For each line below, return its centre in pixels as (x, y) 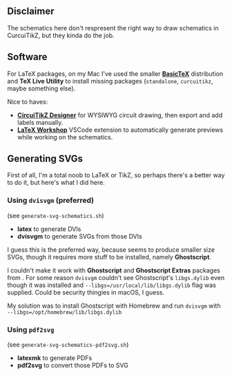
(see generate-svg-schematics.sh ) (56, 215)
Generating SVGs (45, 159)
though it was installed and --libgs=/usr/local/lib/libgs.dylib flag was (112, 285)
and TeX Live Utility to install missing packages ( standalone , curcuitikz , (110, 81)
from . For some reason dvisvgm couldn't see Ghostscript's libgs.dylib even (116, 277)
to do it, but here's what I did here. (56, 183)
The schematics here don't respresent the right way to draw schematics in (113, 28)
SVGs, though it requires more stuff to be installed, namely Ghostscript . (109, 257)
